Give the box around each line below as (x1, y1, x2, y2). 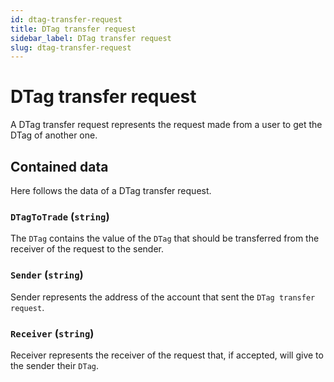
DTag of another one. (10, 129, 98, 141)
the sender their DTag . (10, 359, 100, 371)
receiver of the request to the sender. (10, 243, 165, 255)
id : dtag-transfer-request (10, 14, 123, 25)
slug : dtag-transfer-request (10, 42, 132, 53)
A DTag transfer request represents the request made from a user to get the (10, 119, 323, 131)
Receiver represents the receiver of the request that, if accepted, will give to (10, 349, 324, 361)
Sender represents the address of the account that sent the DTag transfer (10, 291, 316, 303)
